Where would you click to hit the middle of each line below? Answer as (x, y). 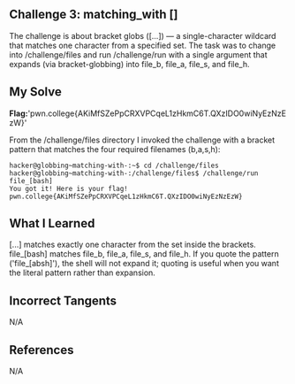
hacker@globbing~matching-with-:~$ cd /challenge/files (114, 165)
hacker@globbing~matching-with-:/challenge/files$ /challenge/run (134, 173)
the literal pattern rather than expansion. (83, 273)
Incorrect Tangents (63, 300)
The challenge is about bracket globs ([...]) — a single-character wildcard (143, 35)
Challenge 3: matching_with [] (94, 15)
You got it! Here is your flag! (68, 188)
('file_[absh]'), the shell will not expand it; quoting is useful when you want (144, 264)
